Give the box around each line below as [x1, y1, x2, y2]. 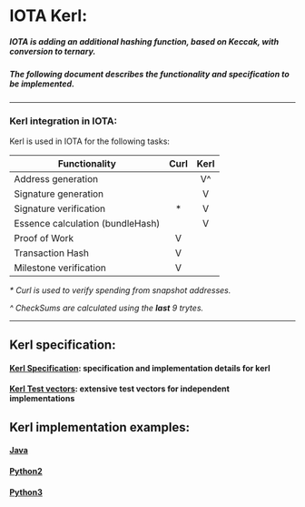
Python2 [9, 465, 43, 476]
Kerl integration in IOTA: [9, 115, 118, 127]
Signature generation [14, 188, 104, 200]
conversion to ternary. [9, 46, 96, 56]
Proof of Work [14, 231, 74, 244]
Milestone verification [14, 261, 107, 274]
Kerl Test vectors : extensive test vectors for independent [9, 383, 230, 394]
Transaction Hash [14, 247, 89, 259]
